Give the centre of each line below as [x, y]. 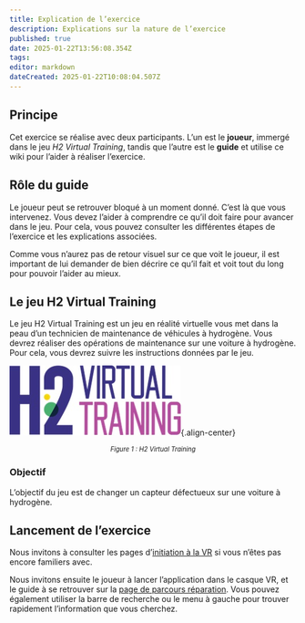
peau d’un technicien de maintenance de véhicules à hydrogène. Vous [141, 334]
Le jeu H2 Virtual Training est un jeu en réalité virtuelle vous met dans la [144, 324]
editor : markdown [42, 67]
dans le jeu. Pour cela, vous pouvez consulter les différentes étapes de [142, 226]
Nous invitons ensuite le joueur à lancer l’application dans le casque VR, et [149, 580]
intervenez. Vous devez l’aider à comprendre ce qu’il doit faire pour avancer [152, 217]
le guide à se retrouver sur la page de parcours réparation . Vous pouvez [145, 589]
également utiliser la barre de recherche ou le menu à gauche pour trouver [149, 599]
